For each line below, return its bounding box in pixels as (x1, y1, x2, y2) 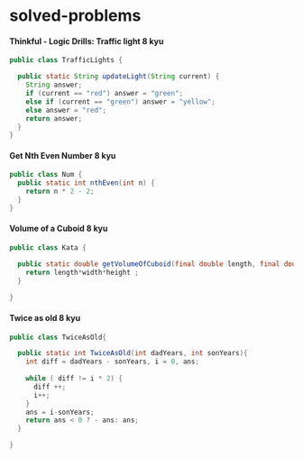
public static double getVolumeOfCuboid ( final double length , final (17, 259, 280, 269)
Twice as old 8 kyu (9, 312, 81, 323)
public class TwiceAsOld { (9, 333, 106, 342)
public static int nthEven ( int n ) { (17, 179, 155, 188)
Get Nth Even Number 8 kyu (9, 150, 116, 160)
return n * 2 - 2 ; (25, 187, 95, 197)
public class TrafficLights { (9, 56, 124, 65)
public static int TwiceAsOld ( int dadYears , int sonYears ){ (17, 349, 248, 358)
